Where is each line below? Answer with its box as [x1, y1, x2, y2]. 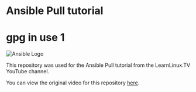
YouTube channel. [6, 68, 50, 75]
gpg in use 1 [6, 31, 65, 45]
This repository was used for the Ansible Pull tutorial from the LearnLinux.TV [6, 62, 191, 69]
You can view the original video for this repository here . [6, 79, 140, 86]
